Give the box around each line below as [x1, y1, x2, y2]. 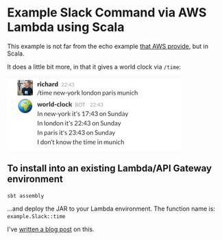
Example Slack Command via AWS [7, 5, 207, 21]
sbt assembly [7, 192, 45, 200]
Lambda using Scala [7, 19, 125, 35]
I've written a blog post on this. [7, 225, 95, 233]
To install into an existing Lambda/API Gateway [7, 163, 212, 174]
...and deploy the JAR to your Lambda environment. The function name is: [7, 204, 216, 213]
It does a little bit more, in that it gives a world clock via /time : [7, 62, 182, 71]
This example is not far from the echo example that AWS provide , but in [7, 42, 209, 50]
